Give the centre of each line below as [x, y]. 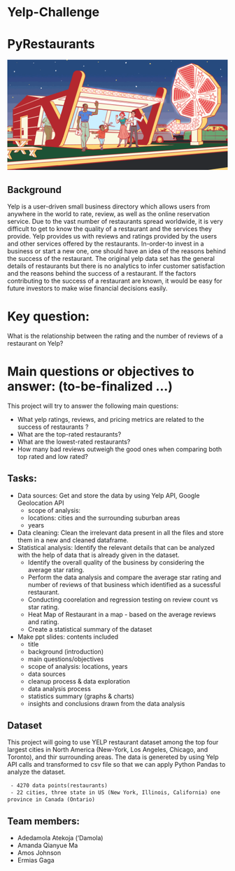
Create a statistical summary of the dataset [90, 629]
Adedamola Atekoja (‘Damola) [60, 838]
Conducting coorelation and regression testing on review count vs [123, 600]
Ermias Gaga [36, 861]
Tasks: [22, 479]
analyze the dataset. [37, 772]
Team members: [44, 821]
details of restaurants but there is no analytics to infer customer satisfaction [116, 266]
